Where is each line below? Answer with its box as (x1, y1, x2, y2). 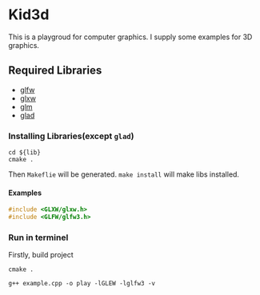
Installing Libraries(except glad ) (8, 130, 134, 142)
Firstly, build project (8, 250, 74, 260)
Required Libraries (8, 64, 102, 78)
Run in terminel (8, 232, 69, 243)
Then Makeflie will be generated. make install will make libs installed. (8, 169, 240, 179)
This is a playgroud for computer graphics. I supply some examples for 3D (8, 32, 253, 42)
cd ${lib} (8, 149, 42, 157)
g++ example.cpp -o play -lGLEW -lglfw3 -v (8, 280, 156, 288)
